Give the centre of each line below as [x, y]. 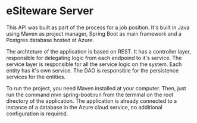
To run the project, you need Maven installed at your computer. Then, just [96, 88]
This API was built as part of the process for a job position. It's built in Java [98, 27]
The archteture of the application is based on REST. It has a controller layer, [99, 51]
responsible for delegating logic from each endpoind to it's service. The [94, 58]
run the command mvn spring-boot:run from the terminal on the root [90, 94]
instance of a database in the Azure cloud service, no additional [84, 107]
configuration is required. [37, 113]
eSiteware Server [50, 11]
